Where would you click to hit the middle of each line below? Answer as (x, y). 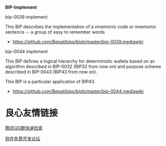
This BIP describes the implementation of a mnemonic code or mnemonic (81, 27)
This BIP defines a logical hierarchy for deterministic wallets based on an (80, 61)
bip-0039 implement (26, 17)
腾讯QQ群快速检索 (24, 128)
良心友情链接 (32, 113)
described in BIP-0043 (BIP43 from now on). (51, 72)
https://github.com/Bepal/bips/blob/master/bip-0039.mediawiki (78, 42)
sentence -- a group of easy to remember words (55, 32)
